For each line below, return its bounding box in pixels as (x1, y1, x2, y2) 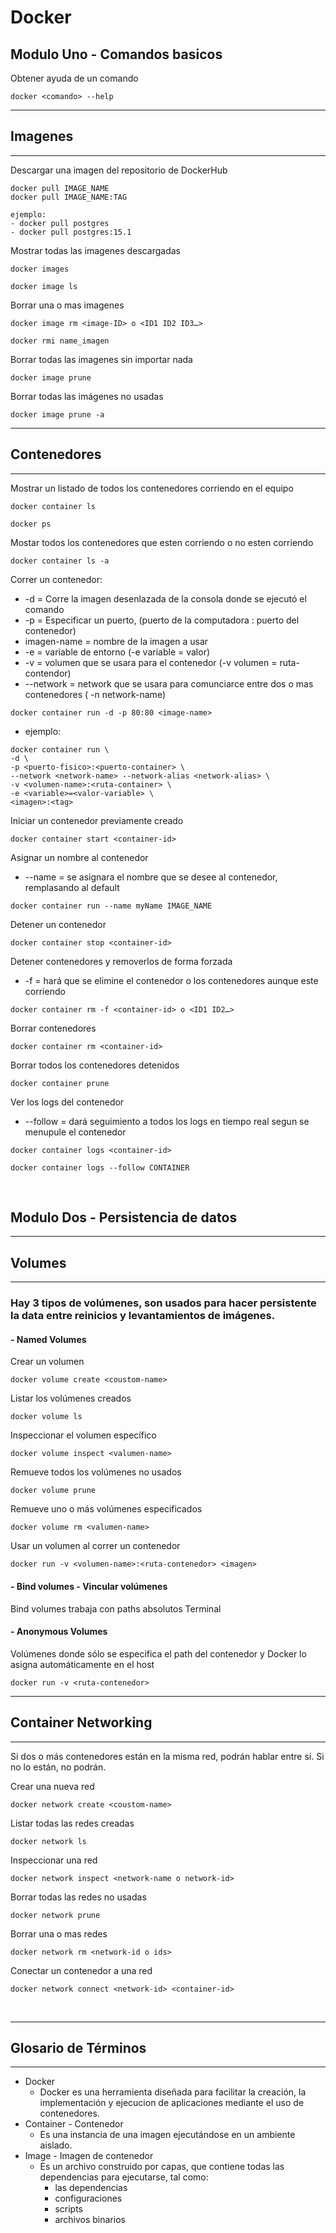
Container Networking (10, 1714, 153, 1731)
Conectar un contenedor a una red (10, 1964, 153, 1976)
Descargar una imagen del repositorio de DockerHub (10, 164, 228, 176)
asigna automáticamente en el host (10, 1658, 155, 1670)
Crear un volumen (10, 1356, 85, 1368)
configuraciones (54, 2192, 123, 2205)
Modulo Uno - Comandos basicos (10, 46, 223, 63)
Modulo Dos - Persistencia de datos (10, 1209, 238, 1226)
